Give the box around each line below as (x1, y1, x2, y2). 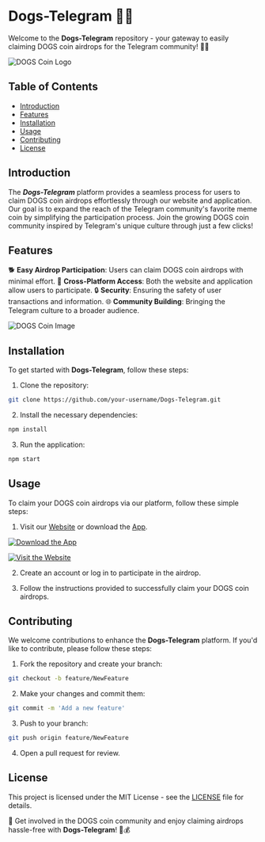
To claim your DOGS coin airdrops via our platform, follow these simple (8, 498, 240, 508)
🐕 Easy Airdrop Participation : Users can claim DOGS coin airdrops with (8, 265, 244, 275)
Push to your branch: (19, 718, 89, 728)
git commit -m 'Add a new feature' (8, 704, 126, 712)
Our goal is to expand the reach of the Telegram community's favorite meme (8, 204, 258, 213)
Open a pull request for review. (19, 749, 120, 758)
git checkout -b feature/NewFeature (8, 675, 129, 683)
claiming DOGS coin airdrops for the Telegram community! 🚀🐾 (8, 41, 210, 51)
